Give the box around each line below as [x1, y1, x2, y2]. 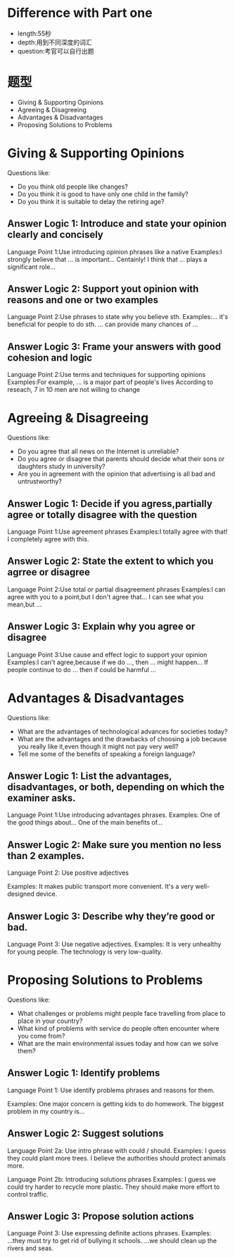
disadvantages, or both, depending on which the [7, 781, 225, 793]
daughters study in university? [17, 462, 106, 471]
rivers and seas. [7, 1244, 54, 1252]
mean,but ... [7, 600, 42, 609]
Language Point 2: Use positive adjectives [7, 868, 129, 877]
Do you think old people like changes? [17, 182, 129, 191]
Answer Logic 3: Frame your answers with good [7, 340, 222, 352]
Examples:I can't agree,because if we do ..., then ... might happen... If [7, 658, 209, 666]
